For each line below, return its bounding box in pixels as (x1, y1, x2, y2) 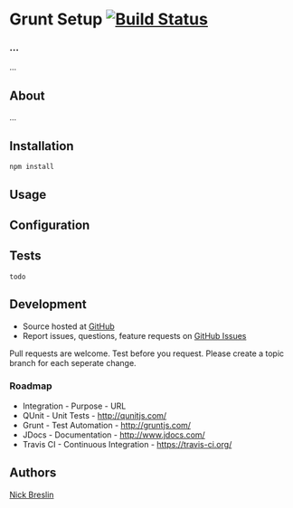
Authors (9, 466, 57, 481)
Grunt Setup (9, 9, 103, 30)
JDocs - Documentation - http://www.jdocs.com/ (22, 429, 205, 440)
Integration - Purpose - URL (22, 400, 127, 411)
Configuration (9, 217, 90, 232)
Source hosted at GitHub (22, 321, 115, 332)
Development (9, 296, 88, 312)
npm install (9, 163, 54, 172)
